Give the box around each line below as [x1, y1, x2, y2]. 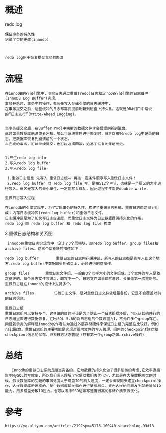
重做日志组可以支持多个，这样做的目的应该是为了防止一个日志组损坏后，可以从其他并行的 [5, 311, 160, 316]
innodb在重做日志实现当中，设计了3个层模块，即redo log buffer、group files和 [7, 241, 159, 246]
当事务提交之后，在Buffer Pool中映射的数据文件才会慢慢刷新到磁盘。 [5, 126, 129, 131]
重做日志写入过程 [5, 195, 35, 200]
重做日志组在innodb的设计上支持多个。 [5, 281, 74, 286]
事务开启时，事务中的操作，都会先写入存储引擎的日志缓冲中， [5, 101, 112, 106]
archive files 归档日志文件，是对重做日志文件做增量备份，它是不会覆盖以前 [5, 290, 161, 296]
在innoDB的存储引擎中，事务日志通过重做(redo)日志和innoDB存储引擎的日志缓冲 [5, 91, 149, 96]
